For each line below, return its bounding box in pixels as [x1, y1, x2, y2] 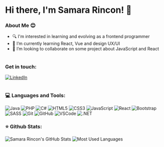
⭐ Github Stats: [5, 123, 42, 130]
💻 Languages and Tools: [5, 92, 66, 99]
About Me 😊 [5, 22, 36, 29]
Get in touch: [5, 63, 37, 70]
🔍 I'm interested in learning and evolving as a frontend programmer [12, 34, 150, 39]
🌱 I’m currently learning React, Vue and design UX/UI [12, 40, 120, 46]
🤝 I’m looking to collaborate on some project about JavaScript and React [12, 46, 159, 52]
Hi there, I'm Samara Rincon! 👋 [5, 4, 132, 16]
